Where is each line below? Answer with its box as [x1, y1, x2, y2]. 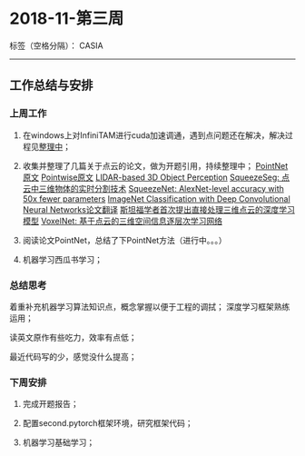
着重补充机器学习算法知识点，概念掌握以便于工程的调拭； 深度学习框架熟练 [9, 301, 290, 312]
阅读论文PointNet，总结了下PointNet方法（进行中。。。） [22, 234, 227, 245]
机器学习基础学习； [22, 437, 95, 448]
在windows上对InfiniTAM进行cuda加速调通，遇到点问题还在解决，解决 [22, 129, 286, 141]
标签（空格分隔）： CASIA [9, 40, 103, 51]
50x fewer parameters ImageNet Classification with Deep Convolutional [22, 193, 290, 204]
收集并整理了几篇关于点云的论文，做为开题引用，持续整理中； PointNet [22, 160, 289, 171]
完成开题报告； [22, 399, 79, 410]
